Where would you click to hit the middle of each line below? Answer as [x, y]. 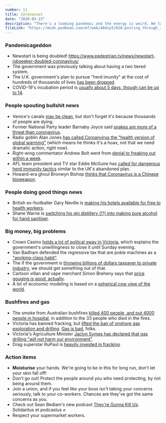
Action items [21, 357]
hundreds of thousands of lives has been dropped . [64, 82]
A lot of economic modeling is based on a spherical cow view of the [81, 284]
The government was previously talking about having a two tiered [79, 67]
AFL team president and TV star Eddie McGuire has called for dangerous [86, 163]
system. [20, 72]
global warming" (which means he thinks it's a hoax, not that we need [83, 142]
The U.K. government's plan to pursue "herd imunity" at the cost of [81, 77]
